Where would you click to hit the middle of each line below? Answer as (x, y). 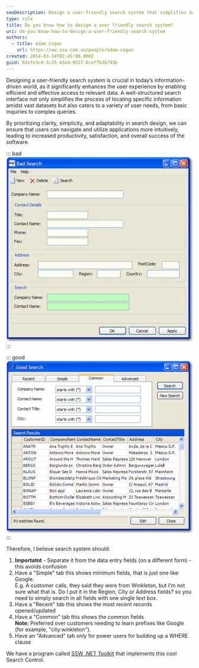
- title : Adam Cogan (37, 44)
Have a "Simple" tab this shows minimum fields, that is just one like (97, 573)
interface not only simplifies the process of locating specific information (94, 99)
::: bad (14, 153)
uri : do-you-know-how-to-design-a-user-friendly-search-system (86, 31)
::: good (15, 357)
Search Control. (25, 660)
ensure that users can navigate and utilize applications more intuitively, (93, 129)
